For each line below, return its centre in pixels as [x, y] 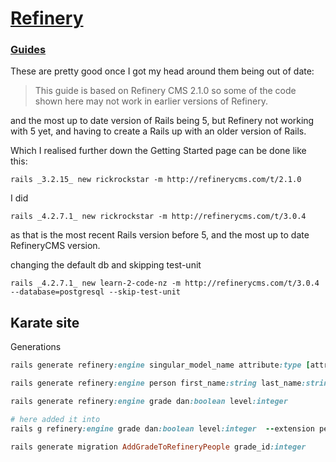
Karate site [45, 322]
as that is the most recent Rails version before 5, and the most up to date [160, 235]
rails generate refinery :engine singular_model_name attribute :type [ [160, 365]
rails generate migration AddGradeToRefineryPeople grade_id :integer [158, 447]
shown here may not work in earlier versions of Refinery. [151, 101]
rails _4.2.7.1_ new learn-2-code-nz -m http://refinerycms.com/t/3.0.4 [165, 283]
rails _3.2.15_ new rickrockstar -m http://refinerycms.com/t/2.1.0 [156, 180]
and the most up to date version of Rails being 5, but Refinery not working [162, 121]
